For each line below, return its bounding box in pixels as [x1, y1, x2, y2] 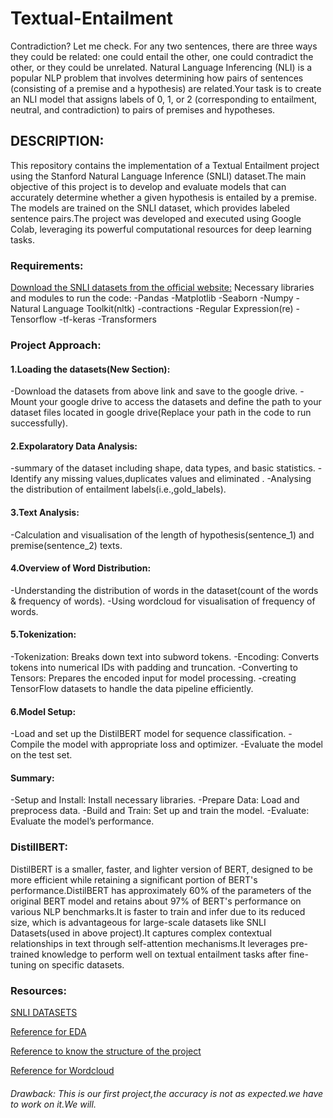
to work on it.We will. [10, 1098, 97, 1110]
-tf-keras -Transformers [58, 313, 157, 326]
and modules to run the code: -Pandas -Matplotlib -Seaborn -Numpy [10, 292, 294, 304]
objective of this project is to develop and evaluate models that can [10, 180, 287, 192]
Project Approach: [10, 338, 102, 352]
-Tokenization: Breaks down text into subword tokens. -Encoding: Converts [10, 650, 320, 662]
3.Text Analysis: [10, 506, 80, 518]
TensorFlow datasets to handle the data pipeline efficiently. [10, 682, 254, 694]
